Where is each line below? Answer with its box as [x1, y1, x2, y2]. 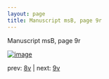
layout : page [7, 10, 46, 18]
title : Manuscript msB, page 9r [7, 17, 102, 24]
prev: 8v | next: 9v [7, 63, 60, 72]
